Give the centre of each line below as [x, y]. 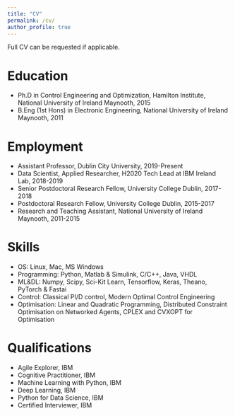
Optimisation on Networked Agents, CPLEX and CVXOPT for [105, 312]
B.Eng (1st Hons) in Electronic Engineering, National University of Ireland [122, 110]
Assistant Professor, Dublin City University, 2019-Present [100, 166]
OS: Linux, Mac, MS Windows [60, 267]
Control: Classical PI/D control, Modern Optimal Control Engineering [116, 297]
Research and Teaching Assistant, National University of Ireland [110, 211]
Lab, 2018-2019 [40, 181]
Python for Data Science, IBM [60, 398]
